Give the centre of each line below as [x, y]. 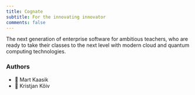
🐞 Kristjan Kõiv [32, 86]
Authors [18, 67]
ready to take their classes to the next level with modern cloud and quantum [98, 45]
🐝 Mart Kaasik [31, 79]
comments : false [26, 22]
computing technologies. [36, 52]
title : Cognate [25, 11]
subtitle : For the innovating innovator [56, 17]
